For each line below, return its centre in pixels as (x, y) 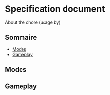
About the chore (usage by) (33, 22)
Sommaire (21, 38)
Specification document (55, 9)
